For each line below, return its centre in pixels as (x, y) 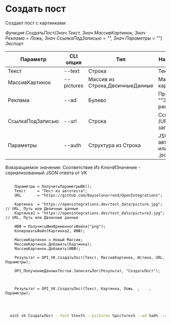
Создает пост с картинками (36, 23)
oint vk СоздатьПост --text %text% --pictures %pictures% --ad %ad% (84, 315)
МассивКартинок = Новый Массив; (49, 240)
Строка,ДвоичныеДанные (121, 85)
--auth (73, 145)
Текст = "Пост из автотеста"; (51, 191)
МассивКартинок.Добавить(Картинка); (53, 244)
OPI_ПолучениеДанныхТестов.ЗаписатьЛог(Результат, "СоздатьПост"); (87, 271)
